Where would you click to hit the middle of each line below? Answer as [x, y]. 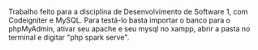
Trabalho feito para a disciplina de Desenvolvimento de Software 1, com [128, 12]
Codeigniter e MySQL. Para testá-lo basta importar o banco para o [120, 20]
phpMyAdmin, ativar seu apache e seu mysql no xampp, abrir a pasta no [129, 29]
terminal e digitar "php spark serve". [69, 37]
